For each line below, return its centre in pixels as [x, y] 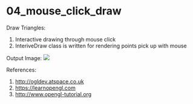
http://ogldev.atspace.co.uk [49, 81]
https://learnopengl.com [45, 88]
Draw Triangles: [26, 28]
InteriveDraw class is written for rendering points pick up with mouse [101, 46]
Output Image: [24, 58]
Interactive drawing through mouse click [65, 39]
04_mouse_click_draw [64, 11]
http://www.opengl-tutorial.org [53, 94]
